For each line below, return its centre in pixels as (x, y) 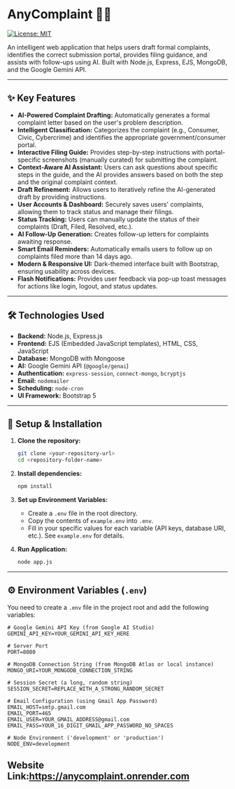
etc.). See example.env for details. (76, 536)
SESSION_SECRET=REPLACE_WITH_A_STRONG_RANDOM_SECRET (86, 689)
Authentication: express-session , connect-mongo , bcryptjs (101, 373)
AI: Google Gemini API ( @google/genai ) (73, 365)
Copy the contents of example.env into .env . (91, 521)
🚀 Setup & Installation (55, 424)
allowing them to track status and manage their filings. (95, 211)
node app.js (35, 562)
